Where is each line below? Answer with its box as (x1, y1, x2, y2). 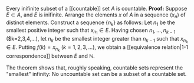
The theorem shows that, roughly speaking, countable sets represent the (6, 64, 183, 71)
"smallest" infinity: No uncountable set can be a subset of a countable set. (6, 70, 187, 77)
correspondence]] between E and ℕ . (6, 52, 96, 59)
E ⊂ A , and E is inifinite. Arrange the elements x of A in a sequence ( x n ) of (6, 11, 186, 19)
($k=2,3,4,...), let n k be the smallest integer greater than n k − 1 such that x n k (6, 35, 188, 44)
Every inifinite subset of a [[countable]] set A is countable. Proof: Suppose (6, 5, 188, 12)
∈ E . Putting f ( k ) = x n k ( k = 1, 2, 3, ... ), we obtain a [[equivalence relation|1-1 (6, 44, 189, 52)
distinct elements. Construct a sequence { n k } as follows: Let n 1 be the (6, 19, 175, 27)
